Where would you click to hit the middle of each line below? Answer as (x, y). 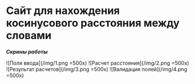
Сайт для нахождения (63, 11)
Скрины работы (27, 51)
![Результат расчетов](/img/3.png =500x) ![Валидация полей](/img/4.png (97, 69)
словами (29, 36)
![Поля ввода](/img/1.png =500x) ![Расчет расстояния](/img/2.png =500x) (98, 63)
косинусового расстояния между (93, 23)
